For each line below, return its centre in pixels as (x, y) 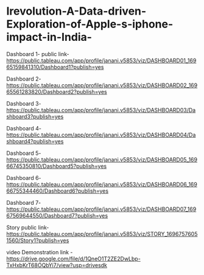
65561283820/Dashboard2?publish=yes (57, 91)
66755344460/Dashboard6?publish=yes (57, 191)
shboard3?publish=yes (35, 116)
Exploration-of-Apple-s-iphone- (90, 24)
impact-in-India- (49, 37)
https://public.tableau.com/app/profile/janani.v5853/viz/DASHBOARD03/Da (101, 110)
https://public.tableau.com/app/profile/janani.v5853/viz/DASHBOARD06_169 (102, 184)
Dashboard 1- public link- (38, 54)
